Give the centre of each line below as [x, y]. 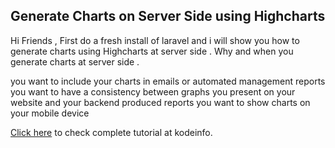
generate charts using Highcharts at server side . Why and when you [152, 51]
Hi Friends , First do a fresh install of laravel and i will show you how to [155, 40]
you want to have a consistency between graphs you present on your [153, 91]
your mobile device [50, 113]
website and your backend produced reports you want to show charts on [160, 102]
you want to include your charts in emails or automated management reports [168, 81]
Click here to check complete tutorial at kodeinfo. [111, 132]
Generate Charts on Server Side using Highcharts [168, 16]
